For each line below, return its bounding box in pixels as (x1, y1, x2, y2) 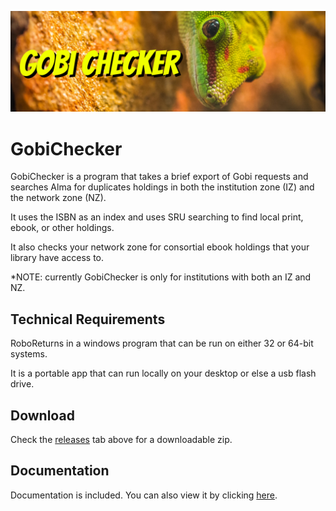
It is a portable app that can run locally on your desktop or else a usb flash (10, 367, 317, 380)
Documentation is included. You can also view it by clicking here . (10, 489, 278, 501)
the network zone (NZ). (10, 192, 107, 204)
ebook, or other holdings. (10, 222, 115, 234)
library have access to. (10, 252, 105, 264)
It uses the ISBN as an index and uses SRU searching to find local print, (10, 211, 304, 223)
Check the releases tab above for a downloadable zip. (10, 434, 233, 445)
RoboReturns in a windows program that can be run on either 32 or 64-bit (10, 337, 314, 350)
